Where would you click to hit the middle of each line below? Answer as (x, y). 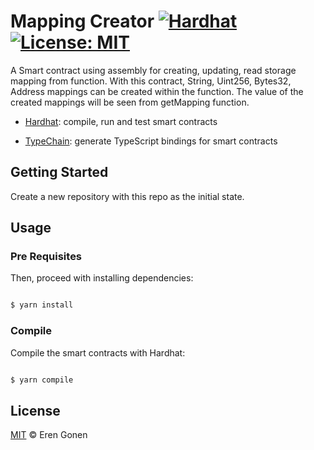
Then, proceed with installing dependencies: (102, 278)
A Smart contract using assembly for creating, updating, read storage (153, 70)
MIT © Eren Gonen (49, 435)
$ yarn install (42, 305)
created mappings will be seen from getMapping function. (130, 102)
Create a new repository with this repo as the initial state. (127, 196)
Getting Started (59, 172)
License (35, 410)
